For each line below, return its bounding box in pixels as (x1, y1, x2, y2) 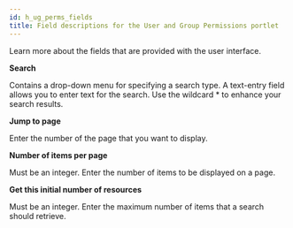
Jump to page (9, 116, 61, 126)
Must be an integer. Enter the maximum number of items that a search (9, 201, 265, 212)
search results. (9, 98, 64, 109)
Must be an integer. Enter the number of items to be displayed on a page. (9, 167, 276, 178)
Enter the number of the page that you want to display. (9, 133, 208, 143)
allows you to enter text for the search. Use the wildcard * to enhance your (9, 89, 281, 100)
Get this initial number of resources (9, 184, 143, 194)
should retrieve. (9, 210, 66, 221)
